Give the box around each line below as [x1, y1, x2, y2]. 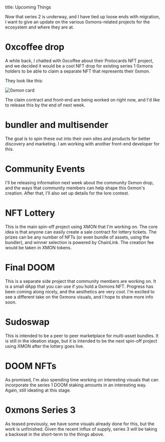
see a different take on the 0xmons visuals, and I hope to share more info [5, 294, 154, 300]
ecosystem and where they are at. [5, 24, 74, 30]
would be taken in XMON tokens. [5, 244, 72, 250]
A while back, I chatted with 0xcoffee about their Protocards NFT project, [5, 58, 154, 64]
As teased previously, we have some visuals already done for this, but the [5, 421, 155, 427]
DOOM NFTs [5, 360, 57, 372]
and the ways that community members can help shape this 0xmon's [5, 185, 145, 191]
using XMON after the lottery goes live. [5, 343, 84, 349]
